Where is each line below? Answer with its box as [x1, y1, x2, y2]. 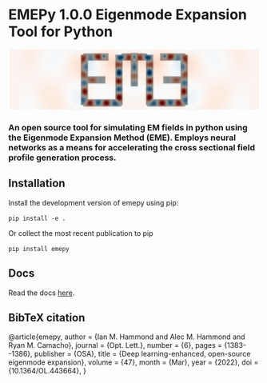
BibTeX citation [8, 311, 86, 325]
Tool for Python [8, 22, 114, 41]
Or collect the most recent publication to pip [8, 228, 153, 237]
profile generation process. [8, 152, 117, 163]
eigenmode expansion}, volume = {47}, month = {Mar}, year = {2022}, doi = [8, 357, 259, 367]
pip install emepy [8, 245, 70, 253]
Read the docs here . [8, 288, 75, 297]
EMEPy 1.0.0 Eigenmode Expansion [8, 6, 248, 24]
